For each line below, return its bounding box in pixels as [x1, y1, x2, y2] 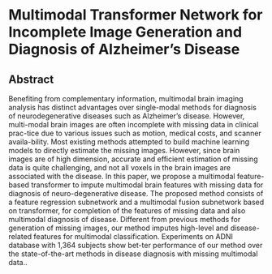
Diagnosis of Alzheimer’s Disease [8, 41, 240, 58]
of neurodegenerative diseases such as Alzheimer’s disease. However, [8, 111, 245, 121]
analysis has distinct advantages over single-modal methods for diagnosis [8, 103, 257, 112]
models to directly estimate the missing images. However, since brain [8, 146, 240, 155]
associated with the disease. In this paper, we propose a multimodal [8, 172, 235, 181]
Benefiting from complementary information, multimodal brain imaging [8, 94, 244, 103]
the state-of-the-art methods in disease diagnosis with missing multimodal [8, 249, 258, 259]
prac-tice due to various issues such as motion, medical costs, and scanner [8, 128, 261, 138]
